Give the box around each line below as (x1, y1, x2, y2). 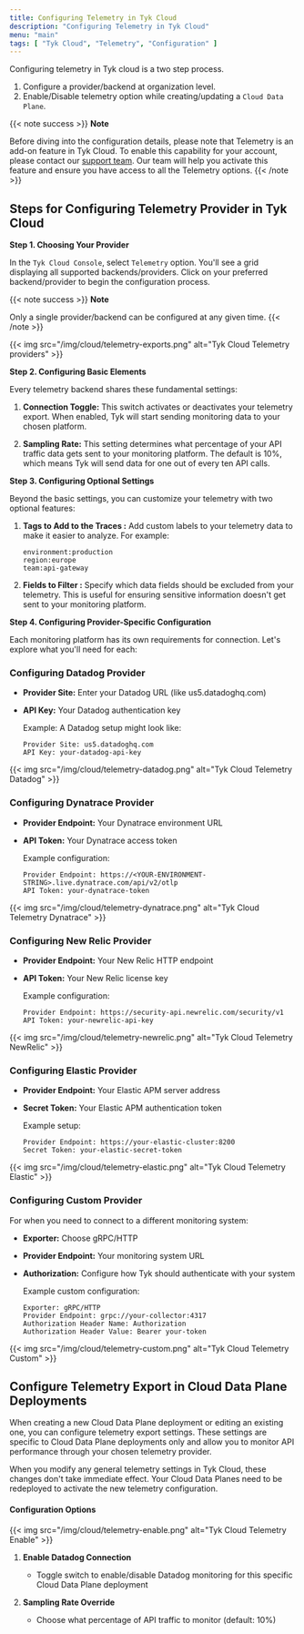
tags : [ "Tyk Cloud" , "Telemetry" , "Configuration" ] (9, 38, 218, 48)
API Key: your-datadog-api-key (22, 748, 142, 757)
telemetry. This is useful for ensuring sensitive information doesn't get (22, 589, 287, 601)
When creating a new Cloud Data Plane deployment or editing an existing (9, 1417, 284, 1428)
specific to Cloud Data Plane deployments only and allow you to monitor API (9, 1436, 295, 1447)
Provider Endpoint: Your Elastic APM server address (22, 1085, 221, 1096)
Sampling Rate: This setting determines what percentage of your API (22, 439, 282, 450)
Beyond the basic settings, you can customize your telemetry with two (9, 493, 273, 504)
